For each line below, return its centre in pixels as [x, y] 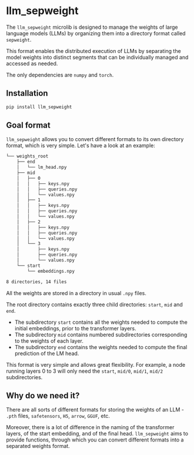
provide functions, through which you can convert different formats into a [95, 440]
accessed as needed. [32, 63]
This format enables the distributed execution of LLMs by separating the [93, 51]
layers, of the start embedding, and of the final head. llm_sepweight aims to [97, 434]
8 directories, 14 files [36, 282]
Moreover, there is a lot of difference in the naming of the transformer [90, 427]
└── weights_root [27, 156]
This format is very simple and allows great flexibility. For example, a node [96, 364]
